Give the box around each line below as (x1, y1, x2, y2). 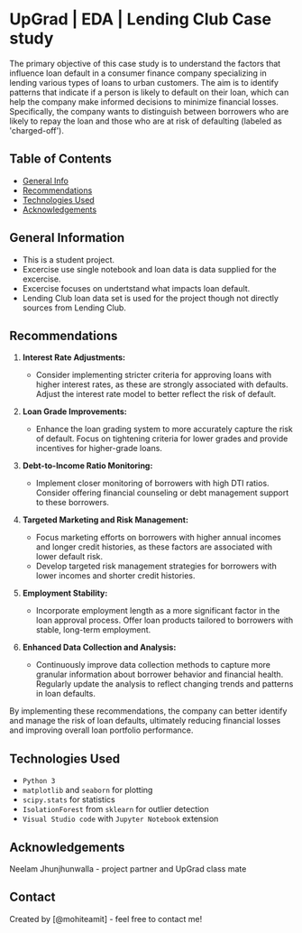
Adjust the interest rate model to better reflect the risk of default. (35, 389, 277, 400)
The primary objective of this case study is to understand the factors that (9, 58, 281, 69)
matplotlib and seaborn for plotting (22, 785, 153, 796)
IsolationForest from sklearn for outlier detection (22, 804, 209, 815)
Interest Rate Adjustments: (22, 352, 126, 363)
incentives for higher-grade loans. (35, 443, 162, 454)
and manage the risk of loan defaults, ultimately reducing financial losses (9, 716, 281, 726)
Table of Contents (9, 152, 113, 167)
